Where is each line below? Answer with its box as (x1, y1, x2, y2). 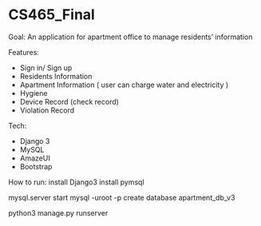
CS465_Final (8, 6, 96, 24)
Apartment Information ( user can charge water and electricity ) (19, 80, 229, 89)
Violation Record (19, 105, 75, 115)
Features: (8, 47, 40, 57)
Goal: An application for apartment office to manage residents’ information (8, 32, 253, 42)
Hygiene (19, 88, 48, 97)
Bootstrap (19, 161, 53, 171)
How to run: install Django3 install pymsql (8, 177, 145, 187)
